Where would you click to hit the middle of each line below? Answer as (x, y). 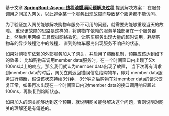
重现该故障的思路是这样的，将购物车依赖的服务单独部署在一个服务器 (86, 31)
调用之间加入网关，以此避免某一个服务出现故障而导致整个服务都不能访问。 (82, 14)
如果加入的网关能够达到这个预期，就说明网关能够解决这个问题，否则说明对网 (84, 102)
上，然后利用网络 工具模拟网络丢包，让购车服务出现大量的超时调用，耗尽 (81, 37)
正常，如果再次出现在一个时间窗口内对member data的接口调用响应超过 (83, 85)
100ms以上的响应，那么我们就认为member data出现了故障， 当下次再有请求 (84, 66)
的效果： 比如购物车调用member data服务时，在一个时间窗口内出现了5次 (80, 60)
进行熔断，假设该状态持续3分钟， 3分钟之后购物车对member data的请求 (84, 79)
